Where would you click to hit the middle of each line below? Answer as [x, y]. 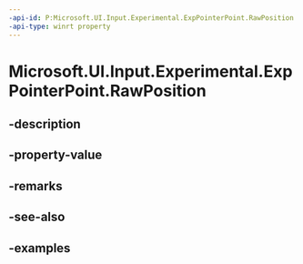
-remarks [35, 186]
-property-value [56, 155]
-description [45, 124]
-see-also [37, 217]
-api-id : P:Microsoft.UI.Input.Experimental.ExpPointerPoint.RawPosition [151, 18]
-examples [40, 248]
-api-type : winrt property [60, 26]
